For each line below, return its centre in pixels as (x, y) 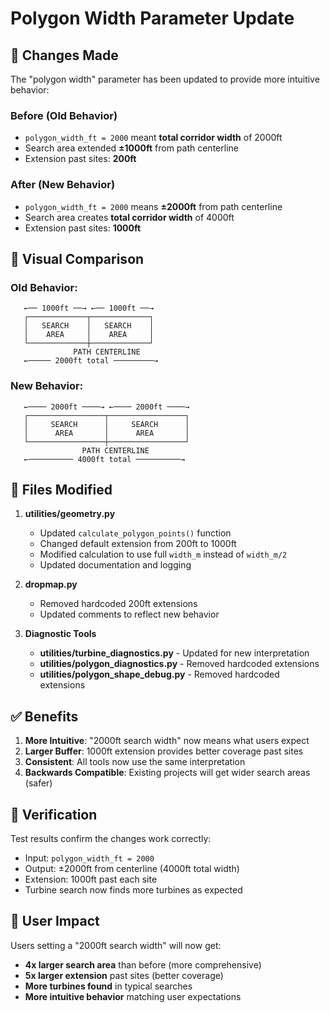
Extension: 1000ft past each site (91, 879)
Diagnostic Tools (60, 634)
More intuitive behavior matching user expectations (133, 996)
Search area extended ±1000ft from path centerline (131, 148)
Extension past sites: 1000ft (83, 228)
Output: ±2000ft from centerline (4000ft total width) (132, 869)
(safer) (38, 783)
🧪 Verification (54, 814)
